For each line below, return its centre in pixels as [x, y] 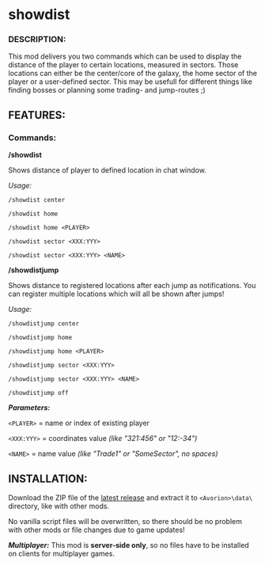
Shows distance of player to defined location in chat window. [108, 170]
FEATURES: [37, 115]
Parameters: [29, 408]
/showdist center [37, 200]
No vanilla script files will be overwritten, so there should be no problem [125, 521]
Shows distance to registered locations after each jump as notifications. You [132, 286]
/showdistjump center [44, 324]
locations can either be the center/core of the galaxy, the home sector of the [132, 74]
